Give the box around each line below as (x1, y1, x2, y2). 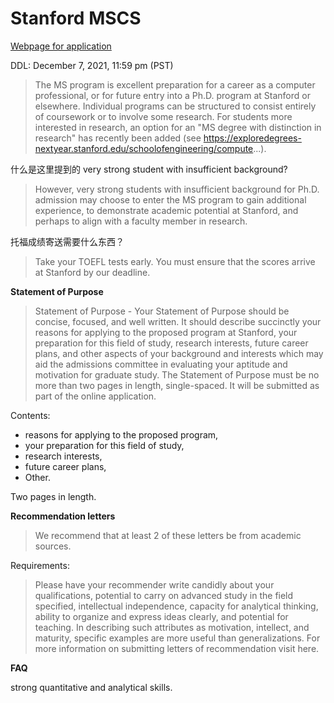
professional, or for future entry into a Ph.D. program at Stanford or (34, 89, 311, 101)
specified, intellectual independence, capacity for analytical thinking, (34, 600, 319, 612)
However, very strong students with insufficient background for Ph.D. (34, 183, 320, 195)
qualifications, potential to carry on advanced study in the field (34, 589, 294, 601)
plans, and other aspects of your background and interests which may (34, 347, 324, 359)
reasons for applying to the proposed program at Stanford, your (34, 326, 298, 338)
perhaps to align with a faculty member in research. (34, 215, 248, 227)
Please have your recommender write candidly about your (34, 578, 275, 591)
